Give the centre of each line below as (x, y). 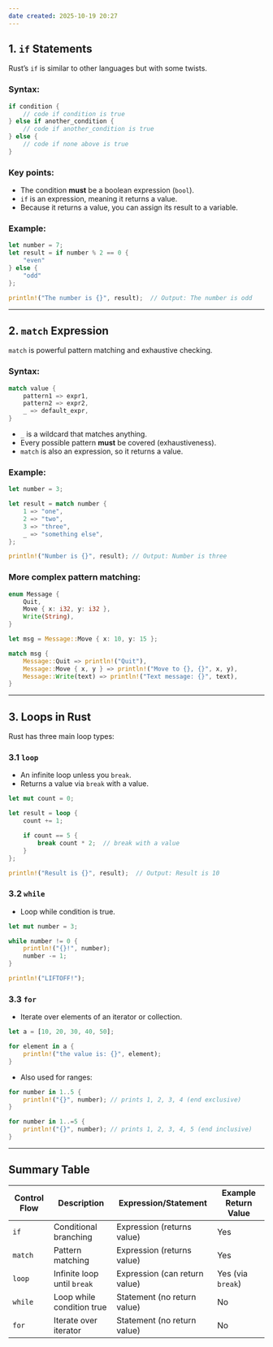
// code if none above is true (76, 144)
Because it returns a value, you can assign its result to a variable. (129, 207)
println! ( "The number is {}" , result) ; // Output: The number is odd (130, 298)
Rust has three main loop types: (62, 737)
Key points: (31, 172)
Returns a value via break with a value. (84, 784)
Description (81, 1202)
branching (73, 1236)
